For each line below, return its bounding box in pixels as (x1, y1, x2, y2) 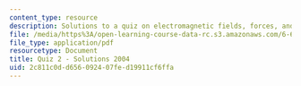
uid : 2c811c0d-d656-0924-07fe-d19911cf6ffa (9, 64, 175, 73)
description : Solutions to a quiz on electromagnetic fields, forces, (9, 21, 279, 30)
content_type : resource (9, 13, 99, 22)
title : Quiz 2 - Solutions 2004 (9, 55, 130, 64)
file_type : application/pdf (9, 38, 115, 47)
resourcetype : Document (9, 47, 99, 56)
